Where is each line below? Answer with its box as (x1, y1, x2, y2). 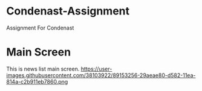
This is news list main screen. (6, 65, 80, 72)
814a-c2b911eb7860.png (6, 78, 68, 85)
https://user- (80, 65, 112, 72)
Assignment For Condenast (6, 24, 74, 31)
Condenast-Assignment (6, 4, 130, 18)
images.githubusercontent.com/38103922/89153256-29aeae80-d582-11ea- (6, 71, 196, 79)
